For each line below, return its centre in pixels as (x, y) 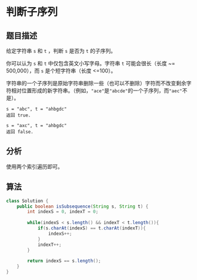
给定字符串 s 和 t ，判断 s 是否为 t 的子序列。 (61, 51)
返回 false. (20, 132)
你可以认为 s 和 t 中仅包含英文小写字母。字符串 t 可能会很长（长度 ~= (91, 63)
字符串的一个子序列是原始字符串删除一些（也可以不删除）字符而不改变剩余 (96, 83)
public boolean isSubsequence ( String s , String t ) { (83, 206)
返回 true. (19, 115)
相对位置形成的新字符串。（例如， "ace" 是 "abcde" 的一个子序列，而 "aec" (96, 91)
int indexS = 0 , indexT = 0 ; (63, 212)
